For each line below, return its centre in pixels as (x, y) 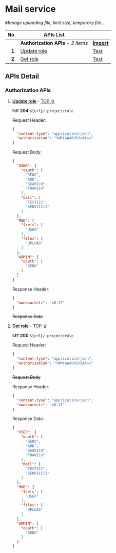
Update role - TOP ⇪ (33, 101)
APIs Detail (22, 76)
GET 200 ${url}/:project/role (43, 336)
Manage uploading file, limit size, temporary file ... (56, 23)
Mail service (30, 9)
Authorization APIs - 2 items (54, 43)
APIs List (54, 34)
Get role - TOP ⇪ (30, 326)
